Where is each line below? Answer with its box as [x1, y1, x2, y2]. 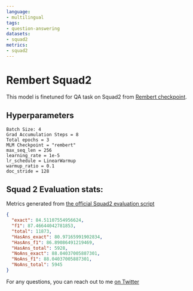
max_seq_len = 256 [6, 147, 52, 153]
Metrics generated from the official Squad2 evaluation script [6, 200, 155, 207]
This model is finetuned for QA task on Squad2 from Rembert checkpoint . [6, 93, 187, 100]
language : [6, 8, 31, 15]
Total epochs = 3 [6, 137, 50, 143]
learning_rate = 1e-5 [6, 152, 60, 158]
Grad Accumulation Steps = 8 [6, 131, 79, 137]
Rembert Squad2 [6, 73, 92, 87]
